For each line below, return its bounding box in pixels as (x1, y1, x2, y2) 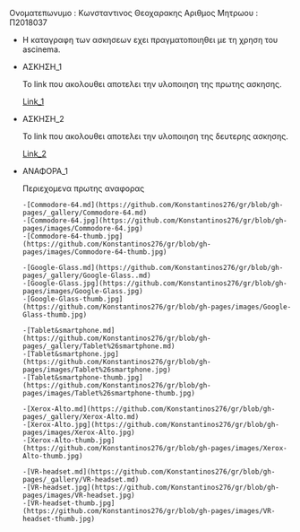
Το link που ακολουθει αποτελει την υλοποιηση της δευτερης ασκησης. (21, 131, 289, 142)
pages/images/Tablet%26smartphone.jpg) (21, 365, 172, 374)
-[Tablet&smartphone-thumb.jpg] (21, 373, 143, 382)
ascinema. (21, 44, 61, 55)
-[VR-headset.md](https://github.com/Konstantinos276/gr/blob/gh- (21, 467, 276, 476)
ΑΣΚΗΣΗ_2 (21, 114, 64, 124)
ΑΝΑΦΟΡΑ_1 (21, 166, 69, 176)
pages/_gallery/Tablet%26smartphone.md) (21, 342, 176, 351)
